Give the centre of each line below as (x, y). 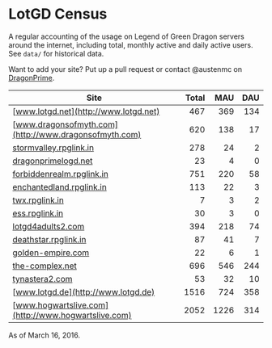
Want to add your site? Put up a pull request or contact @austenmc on (125, 69)
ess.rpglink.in (38, 213)
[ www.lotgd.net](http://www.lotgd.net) (86, 111)
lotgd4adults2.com (49, 226)
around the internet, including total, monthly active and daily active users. (131, 44)
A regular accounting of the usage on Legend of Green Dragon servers (126, 36)
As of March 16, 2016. (45, 335)
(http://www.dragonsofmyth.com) (77, 134)
